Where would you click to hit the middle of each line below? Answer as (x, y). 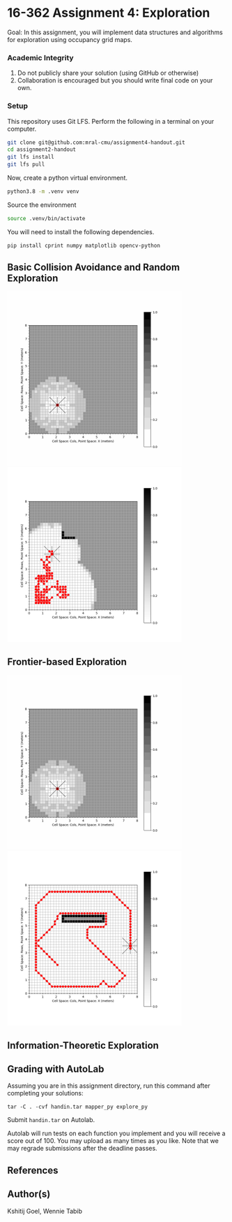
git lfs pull (26, 165)
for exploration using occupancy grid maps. (70, 39)
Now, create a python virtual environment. (67, 178)
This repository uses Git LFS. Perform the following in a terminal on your (111, 121)
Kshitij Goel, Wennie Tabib (45, 1211)
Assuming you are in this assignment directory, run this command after (109, 1086)
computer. (22, 129)
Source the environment (42, 205)
